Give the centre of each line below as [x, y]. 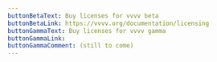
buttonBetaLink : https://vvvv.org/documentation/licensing [108, 23]
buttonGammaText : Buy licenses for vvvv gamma [87, 31]
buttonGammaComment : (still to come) [71, 46]
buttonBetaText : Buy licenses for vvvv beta [83, 16]
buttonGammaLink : [37, 38]
